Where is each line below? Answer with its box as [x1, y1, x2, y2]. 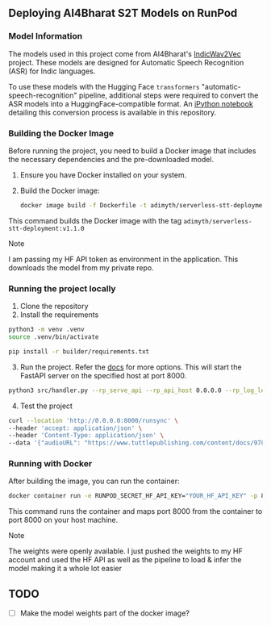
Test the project [19, 401, 73, 411]
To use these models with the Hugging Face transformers [8, 81, 200, 91]
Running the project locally [8, 282, 116, 294]
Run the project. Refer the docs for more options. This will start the [19, 362, 242, 372]
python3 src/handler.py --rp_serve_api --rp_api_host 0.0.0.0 [8, 386, 222, 394]
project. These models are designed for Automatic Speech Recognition [8, 57, 244, 67]
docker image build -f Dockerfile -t [19, 201, 148, 209]
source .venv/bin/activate [8, 333, 99, 341]
